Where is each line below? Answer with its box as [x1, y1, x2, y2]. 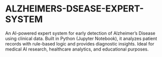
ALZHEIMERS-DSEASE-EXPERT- [5, 3, 144, 14]
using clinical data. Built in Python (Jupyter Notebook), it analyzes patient [5, 35, 157, 41]
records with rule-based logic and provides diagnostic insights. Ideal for [5, 40, 154, 46]
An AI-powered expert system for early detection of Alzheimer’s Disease [5, 30, 155, 36]
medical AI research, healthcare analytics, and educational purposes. [5, 46, 149, 52]
